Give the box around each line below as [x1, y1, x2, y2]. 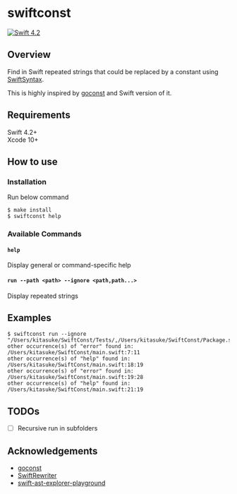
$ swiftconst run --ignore [7, 330, 87, 338]
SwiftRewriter [17, 471, 57, 480]
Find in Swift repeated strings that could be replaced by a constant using [7, 67, 219, 76]
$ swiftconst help [7, 213, 61, 220]
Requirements [7, 109, 71, 121]
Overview [7, 49, 51, 61]
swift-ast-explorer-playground [17, 478, 106, 488]
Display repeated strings [7, 291, 79, 300]
